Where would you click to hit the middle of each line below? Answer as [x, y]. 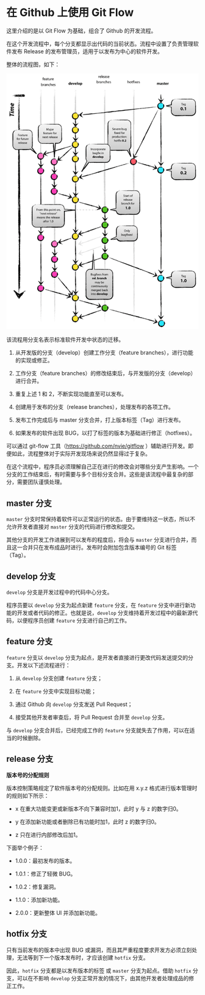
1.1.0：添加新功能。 [39, 899]
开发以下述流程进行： [44, 665]
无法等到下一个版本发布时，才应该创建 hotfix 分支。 [83, 957]
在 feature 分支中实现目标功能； [56, 691]
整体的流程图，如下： [33, 64]
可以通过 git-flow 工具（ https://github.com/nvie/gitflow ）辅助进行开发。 [97, 446]
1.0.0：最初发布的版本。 [45, 860]
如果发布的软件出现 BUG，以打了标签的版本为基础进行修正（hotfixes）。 [105, 433]
